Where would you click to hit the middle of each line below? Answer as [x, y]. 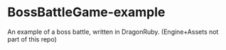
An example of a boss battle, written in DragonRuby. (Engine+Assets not [113, 32]
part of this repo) [32, 39]
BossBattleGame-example [86, 12]
